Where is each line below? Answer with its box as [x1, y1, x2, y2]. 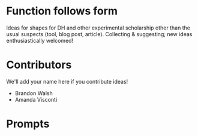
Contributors [6, 58, 72, 72]
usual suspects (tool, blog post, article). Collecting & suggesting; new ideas [6, 30, 193, 37]
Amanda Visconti [14, 96, 58, 103]
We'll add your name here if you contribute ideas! [6, 78, 128, 85]
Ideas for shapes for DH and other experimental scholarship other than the [6, 24, 191, 31]
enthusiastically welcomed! [6, 37, 74, 44]
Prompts [6, 117, 50, 131]
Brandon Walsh [14, 89, 53, 97]
